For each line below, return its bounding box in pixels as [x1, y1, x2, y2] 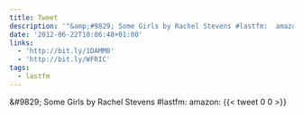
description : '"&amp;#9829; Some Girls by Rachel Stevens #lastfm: [9, 22, 269, 31]
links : [9, 38, 34, 48]
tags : [9, 64, 30, 73]
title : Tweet [9, 13, 59, 22]
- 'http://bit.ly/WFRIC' [17, 55, 111, 64]
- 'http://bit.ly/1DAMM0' [17, 47, 115, 56]
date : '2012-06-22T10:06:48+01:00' [9, 30, 143, 39]
